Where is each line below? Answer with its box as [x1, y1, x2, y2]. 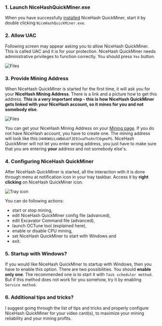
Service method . [5, 282, 37, 288]
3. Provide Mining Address [5, 75, 69, 81]
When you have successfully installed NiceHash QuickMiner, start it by [5, 15, 146, 21]
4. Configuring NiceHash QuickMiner [5, 158, 94, 165]
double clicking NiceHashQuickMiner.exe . [5, 20, 86, 26]
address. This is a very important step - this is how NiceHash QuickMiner [5, 96, 155, 102]
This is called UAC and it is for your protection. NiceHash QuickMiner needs [5, 48, 156, 54]
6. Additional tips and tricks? [5, 294, 74, 301]
